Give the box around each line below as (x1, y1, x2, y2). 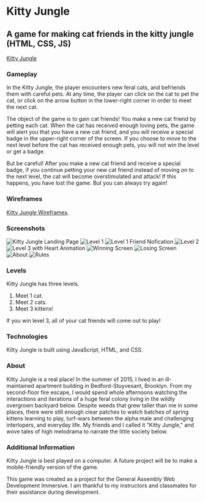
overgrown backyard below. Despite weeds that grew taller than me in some (6, 401, 198, 409)
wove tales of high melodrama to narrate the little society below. (6, 428, 168, 435)
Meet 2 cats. (15, 299, 47, 306)
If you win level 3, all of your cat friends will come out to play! (6, 317, 161, 325)
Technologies (6, 333, 48, 341)
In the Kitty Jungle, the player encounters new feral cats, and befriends (6, 84, 186, 91)
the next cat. (6, 103, 39, 111)
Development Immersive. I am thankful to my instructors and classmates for (6, 482, 197, 489)
